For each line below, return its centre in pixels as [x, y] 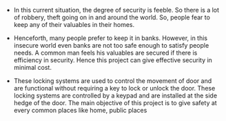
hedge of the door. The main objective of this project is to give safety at [115, 103]
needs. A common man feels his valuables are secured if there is [105, 53]
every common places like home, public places [80, 110]
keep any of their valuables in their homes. [74, 25]
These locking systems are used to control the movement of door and [113, 81]
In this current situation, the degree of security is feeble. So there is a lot [116, 10]
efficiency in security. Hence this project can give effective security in [113, 60]
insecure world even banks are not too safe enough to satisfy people [111, 45]
